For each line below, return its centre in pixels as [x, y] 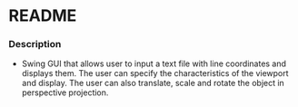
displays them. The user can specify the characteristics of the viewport [155, 73]
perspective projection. [65, 92]
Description [35, 44]
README [43, 16]
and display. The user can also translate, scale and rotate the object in [153, 83]
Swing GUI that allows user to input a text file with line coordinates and [154, 63]
